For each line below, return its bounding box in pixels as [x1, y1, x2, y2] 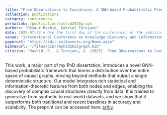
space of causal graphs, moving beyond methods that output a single [5, 73, 148, 78]
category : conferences [5, 16, 52, 21]
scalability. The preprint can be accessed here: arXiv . [5, 104, 114, 110]
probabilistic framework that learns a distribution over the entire [19, 67, 150, 73]
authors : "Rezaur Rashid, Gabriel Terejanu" [5, 26, 99, 31]
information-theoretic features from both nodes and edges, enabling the [5, 83, 153, 89]
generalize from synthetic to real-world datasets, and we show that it [5, 93, 147, 99]
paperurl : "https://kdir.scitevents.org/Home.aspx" [5, 39, 114, 44]
